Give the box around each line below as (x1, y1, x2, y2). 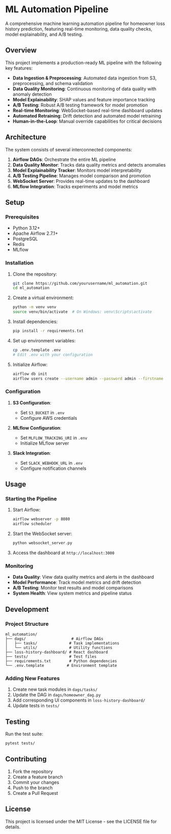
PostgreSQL (12, 236, 38, 242)
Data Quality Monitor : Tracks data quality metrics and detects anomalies (12, 162, 166, 168)
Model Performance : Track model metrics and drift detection (12, 579, 141, 585)
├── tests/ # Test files (5, 654, 97, 659)
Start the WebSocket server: (12, 531, 72, 537)
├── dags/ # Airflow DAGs (5, 636, 103, 641)
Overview (5, 46, 37, 55)
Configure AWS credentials (20, 415, 77, 421)
